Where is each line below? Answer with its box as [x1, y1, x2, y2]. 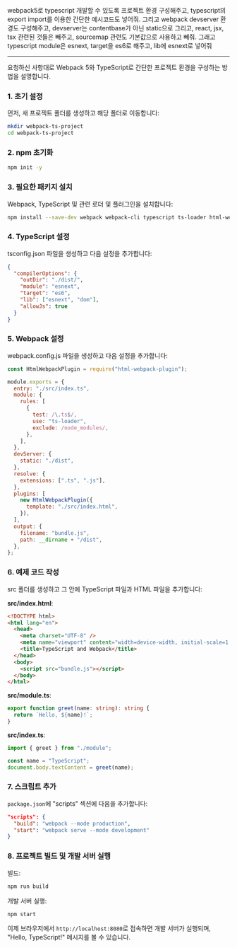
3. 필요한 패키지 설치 [7, 183, 73, 192]
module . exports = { [7, 378, 65, 386]
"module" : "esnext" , [20, 283, 80, 290]
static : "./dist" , [20, 457, 74, 465]
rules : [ [20, 398, 46, 405]
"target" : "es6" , [20, 289, 71, 297]
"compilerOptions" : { [13, 270, 78, 277]
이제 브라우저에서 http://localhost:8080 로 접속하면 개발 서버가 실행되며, [7, 924, 212, 932]
